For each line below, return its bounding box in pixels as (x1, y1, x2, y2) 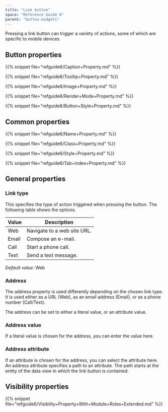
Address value (5, 321, 42, 328)
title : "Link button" (5, 7, 51, 13)
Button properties (5, 50, 62, 59)
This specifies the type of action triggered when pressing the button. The (5, 201, 157, 207)
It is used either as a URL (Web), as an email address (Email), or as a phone (5, 294, 161, 300)
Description (45, 219, 74, 226)
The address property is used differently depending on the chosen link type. (5, 288, 163, 295)
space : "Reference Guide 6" (5, 12, 64, 17)
